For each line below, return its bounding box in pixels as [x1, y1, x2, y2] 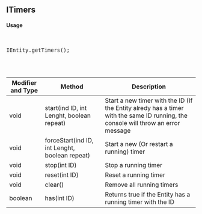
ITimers [6, 5, 36, 15]
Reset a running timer [105, 171, 165, 179]
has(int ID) [44, 194, 75, 202]
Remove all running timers [105, 180, 179, 189]
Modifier [11, 78, 37, 87]
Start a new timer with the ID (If [105, 96, 193, 105]
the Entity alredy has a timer [105, 103, 184, 112]
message [105, 126, 131, 135]
